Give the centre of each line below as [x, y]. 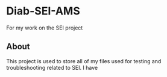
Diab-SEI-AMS [43, 11]
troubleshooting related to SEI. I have [52, 67]
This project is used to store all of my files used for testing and [84, 61]
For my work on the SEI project [45, 28]
